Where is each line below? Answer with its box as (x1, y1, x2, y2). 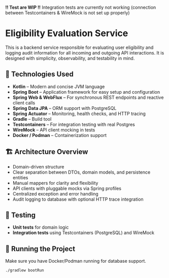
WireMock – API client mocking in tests (12, 127, 95, 133)
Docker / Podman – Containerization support (12, 132, 107, 138)
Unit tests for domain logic (12, 224, 69, 231)
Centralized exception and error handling (12, 190, 99, 197)
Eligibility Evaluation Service (5, 27, 128, 39)
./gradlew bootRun (5, 268, 44, 273)
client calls (12, 99, 36, 106)
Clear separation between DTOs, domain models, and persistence (12, 169, 151, 175)
